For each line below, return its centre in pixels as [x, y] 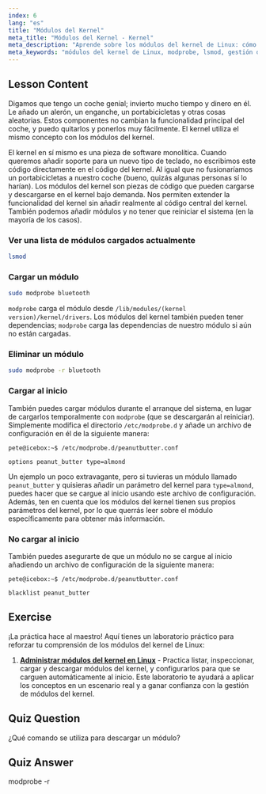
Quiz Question [44, 718]
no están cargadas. [40, 334]
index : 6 [23, 15]
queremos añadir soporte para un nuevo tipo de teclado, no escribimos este [132, 161]
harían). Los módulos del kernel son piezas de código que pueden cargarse [131, 186]
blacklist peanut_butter [49, 593]
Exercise [30, 617]
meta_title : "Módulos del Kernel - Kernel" [81, 38]
